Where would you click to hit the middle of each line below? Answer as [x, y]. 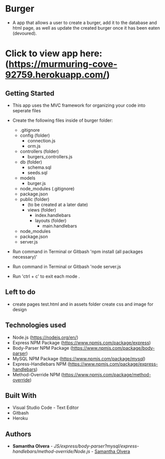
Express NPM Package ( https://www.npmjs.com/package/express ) [82, 342]
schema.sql [39, 167]
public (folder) [35, 199]
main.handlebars [60, 225]
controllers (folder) [39, 151]
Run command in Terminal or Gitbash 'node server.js [67, 267]
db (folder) [31, 162]
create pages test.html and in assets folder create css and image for [83, 304]
